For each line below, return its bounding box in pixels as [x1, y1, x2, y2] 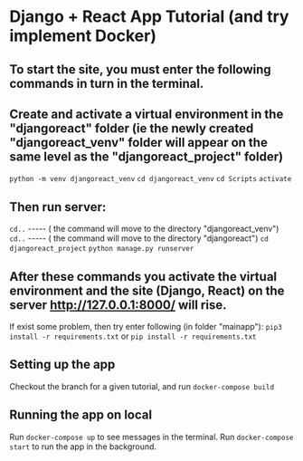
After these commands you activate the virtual [9, 269, 278, 284]
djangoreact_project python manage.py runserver [9, 245, 194, 254]
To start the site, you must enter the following [9, 62, 271, 77]
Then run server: [9, 199, 107, 215]
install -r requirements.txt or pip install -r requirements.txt [9, 331, 257, 341]
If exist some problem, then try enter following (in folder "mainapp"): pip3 [9, 322, 282, 332]
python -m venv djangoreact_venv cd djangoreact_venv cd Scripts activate [9, 175, 292, 184]
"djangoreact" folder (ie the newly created [9, 120, 254, 136]
